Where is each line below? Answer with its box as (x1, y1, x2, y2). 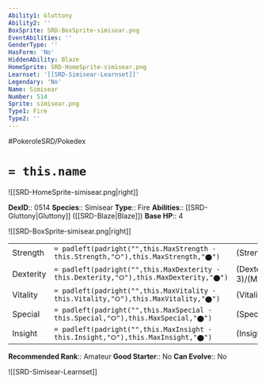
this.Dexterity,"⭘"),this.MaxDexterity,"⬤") (54, 273, 229, 282)
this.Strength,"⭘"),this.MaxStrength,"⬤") (54, 252, 221, 261)
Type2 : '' (8, 115, 41, 123)
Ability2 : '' (8, 19, 51, 27)
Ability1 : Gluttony (8, 11, 73, 20)
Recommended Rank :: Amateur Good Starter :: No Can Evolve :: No (8, 352, 227, 361)
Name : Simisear (8, 85, 59, 93)
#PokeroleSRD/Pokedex (8, 136, 86, 146)
